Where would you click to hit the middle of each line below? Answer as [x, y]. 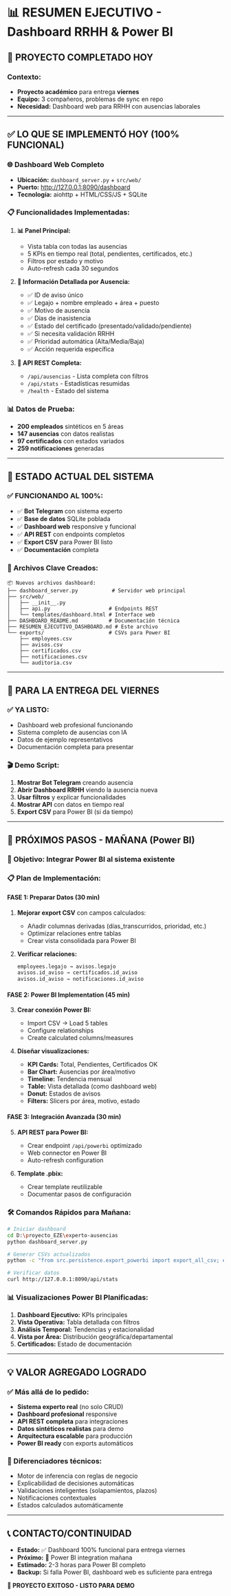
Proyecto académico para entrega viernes [78, 91]
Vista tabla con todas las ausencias [77, 246]
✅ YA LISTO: [28, 710]
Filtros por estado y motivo [65, 261]
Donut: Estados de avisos [64, 1094]
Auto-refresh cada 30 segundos [73, 268]
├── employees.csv [46, 639]
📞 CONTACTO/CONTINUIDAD [69, 1533]
